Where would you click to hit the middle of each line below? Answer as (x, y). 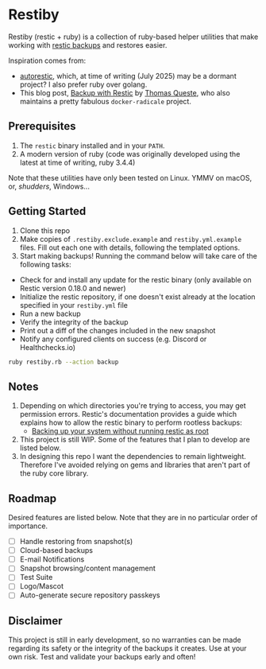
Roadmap (33, 498)
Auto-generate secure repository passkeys (90, 595)
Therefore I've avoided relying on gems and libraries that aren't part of (135, 465)
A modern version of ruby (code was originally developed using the (130, 154)
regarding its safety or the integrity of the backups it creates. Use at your (128, 648)
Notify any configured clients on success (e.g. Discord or (113, 339)
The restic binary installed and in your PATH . (92, 146)
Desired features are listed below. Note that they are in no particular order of (133, 518)
